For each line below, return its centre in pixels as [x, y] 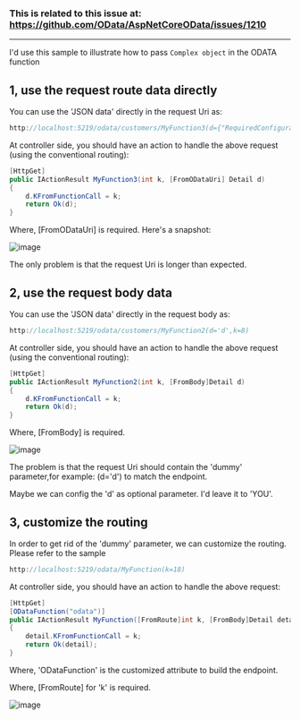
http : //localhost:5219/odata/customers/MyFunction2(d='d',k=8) [129, 331]
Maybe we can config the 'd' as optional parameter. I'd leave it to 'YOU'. [142, 494]
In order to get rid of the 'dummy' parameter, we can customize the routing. [148, 544]
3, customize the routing [79, 522]
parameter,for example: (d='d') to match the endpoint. [108, 476]
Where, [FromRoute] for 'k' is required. [80, 687]
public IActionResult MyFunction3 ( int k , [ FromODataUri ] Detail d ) [137, 179]
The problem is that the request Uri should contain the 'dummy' [126, 467]
